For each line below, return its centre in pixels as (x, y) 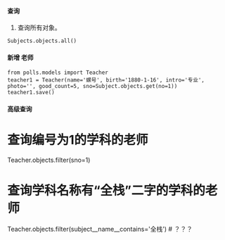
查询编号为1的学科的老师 (78, 140)
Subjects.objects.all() (42, 41)
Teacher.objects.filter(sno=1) (49, 160)
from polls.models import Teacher (58, 73)
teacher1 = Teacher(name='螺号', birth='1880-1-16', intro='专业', (106, 80)
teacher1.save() (31, 93)
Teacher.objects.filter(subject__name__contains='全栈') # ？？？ (100, 229)
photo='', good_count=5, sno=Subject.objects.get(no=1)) (92, 87)
